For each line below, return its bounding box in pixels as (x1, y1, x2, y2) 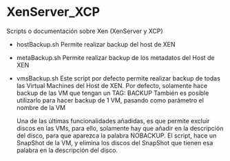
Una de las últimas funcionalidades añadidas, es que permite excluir (16, 116, 210, 125)
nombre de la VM (16, 103, 66, 111)
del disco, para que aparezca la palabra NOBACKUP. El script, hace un (16, 131, 217, 140)
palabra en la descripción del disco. (16, 146, 118, 154)
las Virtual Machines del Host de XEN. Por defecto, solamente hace (16, 81, 208, 89)
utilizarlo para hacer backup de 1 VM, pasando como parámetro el (16, 96, 205, 104)
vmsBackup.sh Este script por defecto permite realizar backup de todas (16, 74, 221, 83)
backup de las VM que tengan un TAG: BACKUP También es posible (16, 89, 209, 97)
